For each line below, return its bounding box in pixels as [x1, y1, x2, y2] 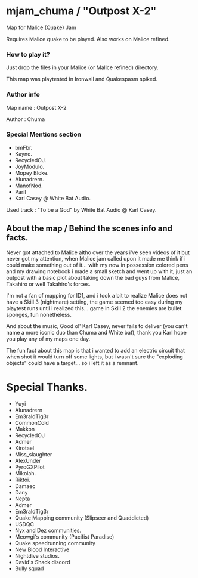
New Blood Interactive [14, 546, 70, 553]
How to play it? [6, 50, 50, 58]
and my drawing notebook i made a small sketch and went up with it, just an [6, 267, 193, 275]
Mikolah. [14, 469, 36, 477]
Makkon [14, 425, 35, 432]
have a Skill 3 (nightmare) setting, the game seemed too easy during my [6, 298, 183, 305]
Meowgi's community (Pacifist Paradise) [14, 533, 115, 540]
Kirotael [14, 444, 35, 452]
